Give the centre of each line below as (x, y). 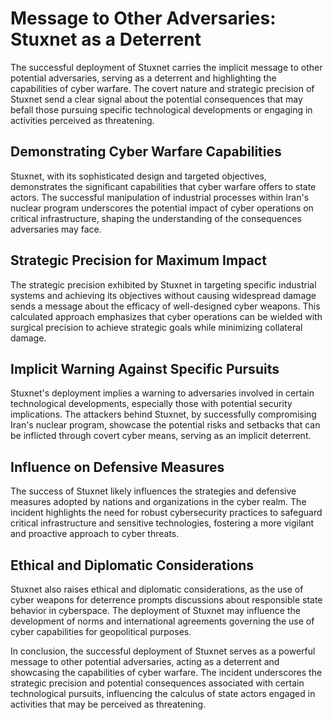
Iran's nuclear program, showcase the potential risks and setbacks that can (165, 425)
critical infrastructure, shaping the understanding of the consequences (156, 218)
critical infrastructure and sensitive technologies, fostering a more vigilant (162, 523)
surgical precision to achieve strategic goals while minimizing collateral (156, 327)
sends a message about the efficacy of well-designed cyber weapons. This (165, 306)
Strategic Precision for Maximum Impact (138, 260)
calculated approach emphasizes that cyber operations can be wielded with (166, 316)
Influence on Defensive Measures (117, 467)
